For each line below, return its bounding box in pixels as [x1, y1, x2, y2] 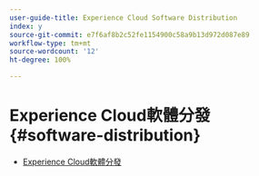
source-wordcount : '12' [9, 47, 100, 56]
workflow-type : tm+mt [9, 38, 92, 48]
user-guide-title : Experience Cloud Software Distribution [9, 13, 238, 23]
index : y [9, 22, 43, 31]
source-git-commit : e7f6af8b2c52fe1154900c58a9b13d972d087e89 [9, 30, 250, 39]
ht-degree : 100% [9, 55, 71, 64]
